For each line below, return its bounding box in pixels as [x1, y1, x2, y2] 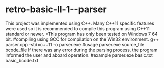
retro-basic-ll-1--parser [5, 4, 107, 15]
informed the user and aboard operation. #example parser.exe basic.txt [5, 52, 153, 58]
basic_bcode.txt [5, 57, 39, 63]
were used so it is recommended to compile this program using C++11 [5, 25, 150, 31]
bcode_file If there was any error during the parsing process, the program [5, 47, 158, 53]
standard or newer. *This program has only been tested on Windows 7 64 [5, 31, 158, 37]
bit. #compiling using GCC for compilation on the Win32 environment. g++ [5, 36, 159, 42]
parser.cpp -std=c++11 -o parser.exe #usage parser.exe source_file [5, 41, 145, 47]
